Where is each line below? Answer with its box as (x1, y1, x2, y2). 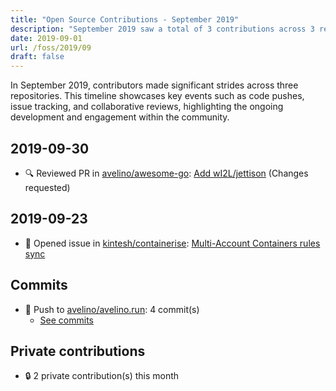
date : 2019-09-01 (10, 33, 83, 43)
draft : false (10, 52, 65, 62)
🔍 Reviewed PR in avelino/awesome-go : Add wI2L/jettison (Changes (24, 167, 309, 179)
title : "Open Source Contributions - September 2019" (10, 14, 240, 25)
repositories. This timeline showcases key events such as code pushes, (10, 90, 305, 102)
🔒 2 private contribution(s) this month (24, 370, 180, 382)
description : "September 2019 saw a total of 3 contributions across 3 (10, 24, 315, 34)
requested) (24, 181, 71, 193)
